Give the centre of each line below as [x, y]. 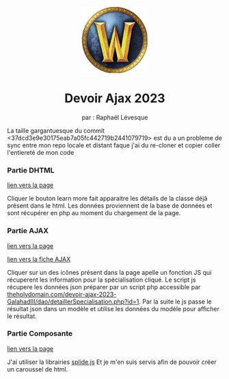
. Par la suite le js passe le [175, 302]
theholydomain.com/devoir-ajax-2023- [62, 294]
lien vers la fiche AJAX [39, 259]
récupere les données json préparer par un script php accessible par [104, 286]
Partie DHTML [31, 170]
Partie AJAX [28, 231]
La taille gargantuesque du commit [56, 130]
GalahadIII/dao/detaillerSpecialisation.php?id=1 [73, 302]
